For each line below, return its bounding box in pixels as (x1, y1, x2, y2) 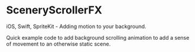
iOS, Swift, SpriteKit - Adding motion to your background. (6, 23, 147, 30)
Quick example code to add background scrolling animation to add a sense (6, 34, 190, 41)
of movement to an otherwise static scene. (6, 40, 111, 47)
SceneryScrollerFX (6, 4, 102, 17)
